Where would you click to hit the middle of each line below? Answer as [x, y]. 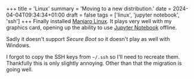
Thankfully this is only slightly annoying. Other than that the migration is [94, 63]
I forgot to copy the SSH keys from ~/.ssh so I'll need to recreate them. [93, 57]
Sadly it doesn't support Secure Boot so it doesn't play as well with [88, 39]
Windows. [18, 45]
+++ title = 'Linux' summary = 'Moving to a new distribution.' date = [89, 9]
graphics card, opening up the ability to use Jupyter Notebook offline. [92, 27]
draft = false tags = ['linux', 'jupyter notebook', [123, 15]
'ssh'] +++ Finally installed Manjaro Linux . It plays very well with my [89, 21]
